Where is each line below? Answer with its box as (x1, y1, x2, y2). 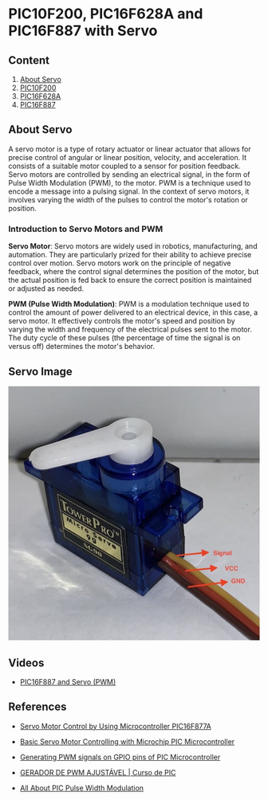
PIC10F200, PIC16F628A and (8, 5, 203, 23)
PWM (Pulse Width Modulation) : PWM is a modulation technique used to (8, 300, 250, 309)
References (8, 700, 67, 714)
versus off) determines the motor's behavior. (8, 342, 156, 351)
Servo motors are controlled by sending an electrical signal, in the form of (8, 169, 250, 179)
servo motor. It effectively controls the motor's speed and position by (8, 316, 235, 326)
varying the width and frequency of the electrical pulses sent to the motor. (8, 324, 253, 335)
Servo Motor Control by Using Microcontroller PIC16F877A (19, 721, 211, 731)
